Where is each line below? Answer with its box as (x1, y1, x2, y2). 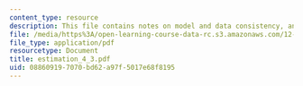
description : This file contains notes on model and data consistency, (9, 21, 284, 30)
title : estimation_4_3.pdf (9, 55, 111, 64)
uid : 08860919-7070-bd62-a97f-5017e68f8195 (9, 64, 176, 73)
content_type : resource (9, 13, 99, 22)
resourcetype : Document (9, 47, 99, 56)
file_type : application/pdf (9, 38, 115, 47)
